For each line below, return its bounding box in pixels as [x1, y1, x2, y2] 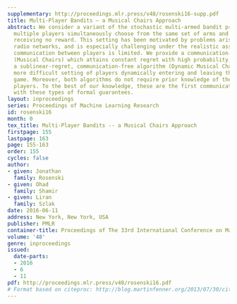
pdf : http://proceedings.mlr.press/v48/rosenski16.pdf [7, 279, 172, 286]
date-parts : [13, 253, 49, 260]
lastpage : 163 [7, 135, 49, 142]
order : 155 [7, 148, 39, 155]
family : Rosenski [13, 174, 65, 181]
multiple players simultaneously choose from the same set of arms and [13, 30, 229, 37]
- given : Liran [7, 194, 52, 201]
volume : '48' [7, 233, 46, 241]
